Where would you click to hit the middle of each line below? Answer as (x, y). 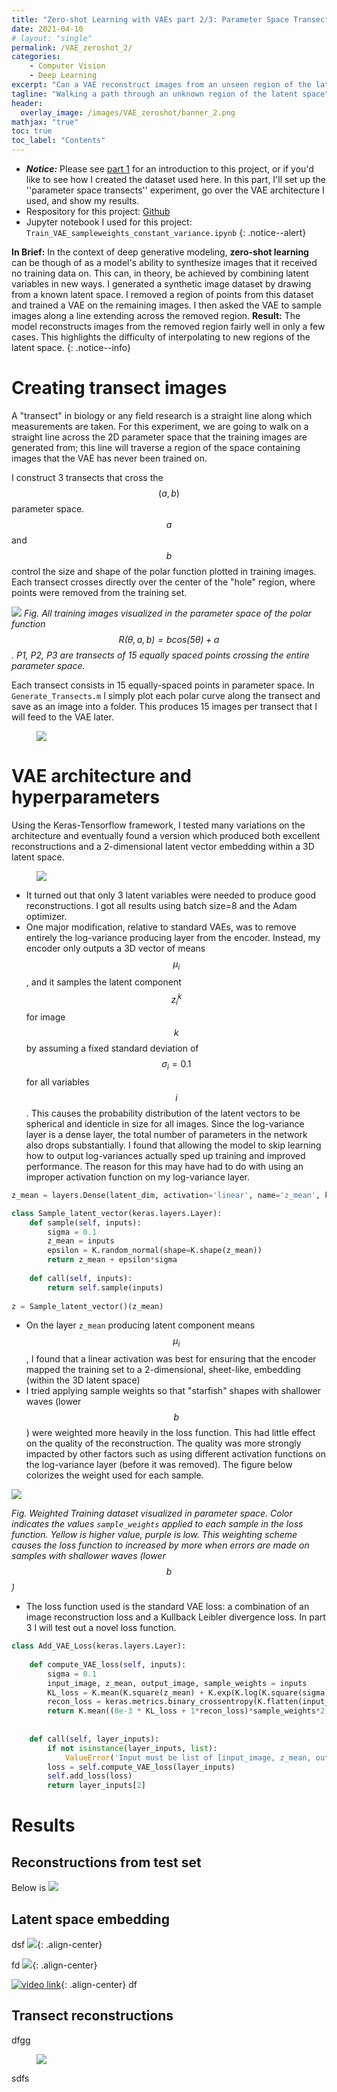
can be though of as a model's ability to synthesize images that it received (164, 262)
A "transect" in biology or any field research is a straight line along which (162, 415)
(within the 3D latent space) (83, 1380)
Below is (29, 1888)
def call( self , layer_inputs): (94, 1739)
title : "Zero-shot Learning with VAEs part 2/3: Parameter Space (150, 19)
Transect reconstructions (92, 2016)
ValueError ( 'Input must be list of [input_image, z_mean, (188, 1757)
